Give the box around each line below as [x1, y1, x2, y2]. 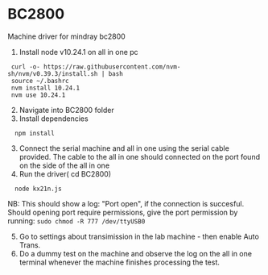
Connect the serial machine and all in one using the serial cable [19, 143, 230, 153]
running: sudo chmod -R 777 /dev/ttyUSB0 [7, 215, 146, 226]
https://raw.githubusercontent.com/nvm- [43, 62, 181, 71]
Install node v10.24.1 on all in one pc [19, 47, 138, 56]
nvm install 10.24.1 [10, 84, 80, 92]
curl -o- [10, 62, 41, 71]
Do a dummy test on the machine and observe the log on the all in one [19, 248, 253, 258]
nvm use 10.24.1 [10, 90, 66, 99]
